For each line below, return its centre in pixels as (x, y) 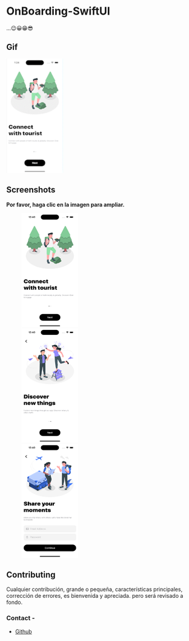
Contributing (31, 574)
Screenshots (31, 190)
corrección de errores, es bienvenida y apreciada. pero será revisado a (95, 596)
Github (23, 631)
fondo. (15, 602)
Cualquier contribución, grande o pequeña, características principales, (94, 589)
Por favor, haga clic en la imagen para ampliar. (65, 205)
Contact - (21, 618)
